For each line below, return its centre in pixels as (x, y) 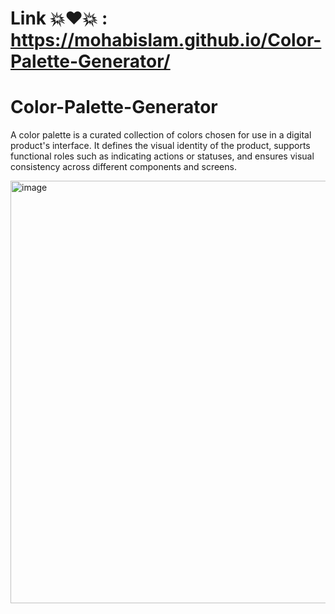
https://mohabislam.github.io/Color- (166, 40)
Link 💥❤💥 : (59, 18)
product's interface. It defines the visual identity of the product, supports (160, 146)
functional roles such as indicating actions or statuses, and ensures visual (162, 156)
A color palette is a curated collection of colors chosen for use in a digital (161, 135)
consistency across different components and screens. (123, 167)
